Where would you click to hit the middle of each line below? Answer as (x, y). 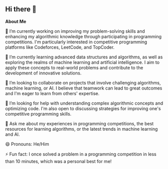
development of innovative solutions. (44, 73)
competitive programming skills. (38, 114)
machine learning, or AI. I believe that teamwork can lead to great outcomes (84, 88)
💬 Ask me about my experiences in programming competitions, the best (79, 123)
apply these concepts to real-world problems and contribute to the (74, 67)
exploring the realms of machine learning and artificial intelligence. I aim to (82, 62)
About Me (16, 21)
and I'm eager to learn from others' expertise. (52, 93)
